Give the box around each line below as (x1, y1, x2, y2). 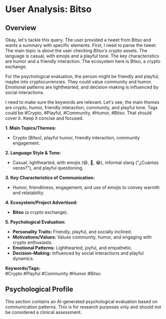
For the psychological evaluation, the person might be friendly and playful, (5, 73, 159, 79)
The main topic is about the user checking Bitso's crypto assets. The (5, 48, 147, 53)
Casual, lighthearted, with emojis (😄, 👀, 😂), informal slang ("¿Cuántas (12, 159, 159, 166)
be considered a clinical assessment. (5, 309, 82, 315)
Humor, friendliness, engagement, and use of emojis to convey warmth (12, 185, 160, 190)
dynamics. (12, 256, 34, 261)
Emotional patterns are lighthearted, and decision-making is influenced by (5, 84, 159, 90)
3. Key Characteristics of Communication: (5, 175, 95, 181)
